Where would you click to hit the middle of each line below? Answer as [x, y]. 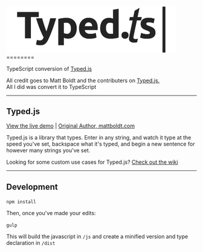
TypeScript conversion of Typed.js [49, 68]
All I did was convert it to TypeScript [51, 86]
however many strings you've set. [48, 150]
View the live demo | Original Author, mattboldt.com [70, 126]
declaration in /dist [31, 243]
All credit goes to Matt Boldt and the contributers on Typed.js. [83, 80]
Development [32, 187]
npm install [21, 202]
